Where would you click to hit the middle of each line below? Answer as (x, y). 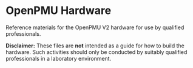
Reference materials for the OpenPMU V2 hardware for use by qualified (95, 27)
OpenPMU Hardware (59, 11)
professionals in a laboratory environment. (59, 58)
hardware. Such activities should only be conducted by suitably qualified (96, 52)
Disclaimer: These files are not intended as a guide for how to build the (95, 46)
